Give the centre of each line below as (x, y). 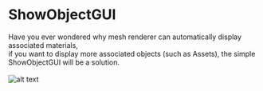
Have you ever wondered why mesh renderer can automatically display (125, 37)
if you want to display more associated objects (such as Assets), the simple (132, 53)
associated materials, (43, 45)
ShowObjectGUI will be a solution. (64, 62)
